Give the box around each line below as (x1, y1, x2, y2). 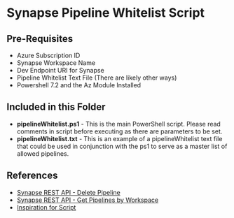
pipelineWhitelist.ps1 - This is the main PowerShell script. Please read (16, 119, 221, 128)
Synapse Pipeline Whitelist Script (6, 5, 205, 21)
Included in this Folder (6, 101, 106, 113)
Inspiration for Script (16, 203, 76, 211)
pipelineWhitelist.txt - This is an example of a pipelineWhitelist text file (16, 134, 223, 143)
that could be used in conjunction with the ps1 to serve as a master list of (16, 142, 228, 150)
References (6, 170, 58, 182)
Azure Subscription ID (16, 51, 81, 59)
